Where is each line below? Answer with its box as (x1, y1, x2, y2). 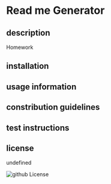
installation (6, 61, 49, 71)
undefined (6, 159, 32, 167)
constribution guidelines (6, 102, 100, 112)
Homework (6, 43, 34, 51)
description (6, 28, 50, 38)
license (6, 143, 34, 153)
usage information (6, 81, 77, 92)
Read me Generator (6, 4, 105, 17)
